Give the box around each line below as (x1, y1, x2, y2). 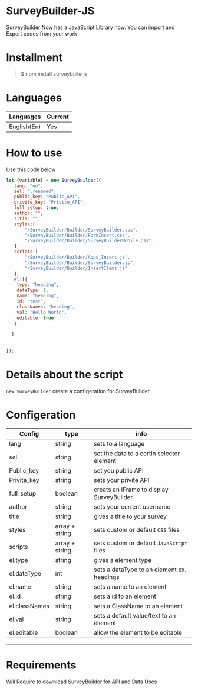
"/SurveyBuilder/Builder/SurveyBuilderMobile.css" (24, 238, 151, 244)
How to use (6, 146, 62, 159)
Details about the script (6, 368, 123, 381)
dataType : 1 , (16, 287, 49, 294)
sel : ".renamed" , (14, 188, 57, 194)
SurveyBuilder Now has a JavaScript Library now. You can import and (6, 24, 175, 31)
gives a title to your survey (93, 512, 167, 520)
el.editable (9, 628, 38, 637)
